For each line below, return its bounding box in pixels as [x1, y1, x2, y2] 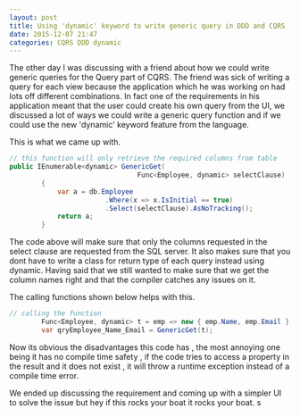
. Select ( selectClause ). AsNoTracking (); [104, 204, 254, 213]
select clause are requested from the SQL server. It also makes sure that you [9, 246, 291, 257]
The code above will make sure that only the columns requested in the [9, 237, 268, 247]
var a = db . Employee [56, 187, 134, 196]
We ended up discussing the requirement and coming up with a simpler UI [9, 388, 282, 398]
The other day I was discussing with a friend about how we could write [9, 63, 270, 73]
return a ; [56, 212, 94, 221]
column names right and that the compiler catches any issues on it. [9, 274, 256, 286]
